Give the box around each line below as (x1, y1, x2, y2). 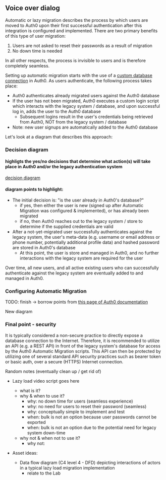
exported (27, 419, 46, 425)
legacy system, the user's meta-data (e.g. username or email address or (12, 234, 160, 240)
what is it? (19, 387, 41, 394)
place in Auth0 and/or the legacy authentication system (5, 164, 123, 170)
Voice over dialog (5, 4, 60, 12)
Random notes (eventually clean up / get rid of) (5, 368, 102, 374)
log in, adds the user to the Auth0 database (12, 108, 101, 114)
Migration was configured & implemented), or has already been (19, 208, 149, 214)
